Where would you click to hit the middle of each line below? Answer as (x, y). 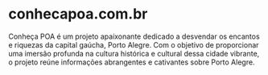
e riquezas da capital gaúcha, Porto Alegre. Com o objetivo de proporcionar (134, 44)
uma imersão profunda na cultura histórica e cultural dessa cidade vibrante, (134, 53)
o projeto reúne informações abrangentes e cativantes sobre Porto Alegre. (132, 62)
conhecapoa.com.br (78, 14)
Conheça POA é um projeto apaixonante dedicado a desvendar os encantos (134, 36)
